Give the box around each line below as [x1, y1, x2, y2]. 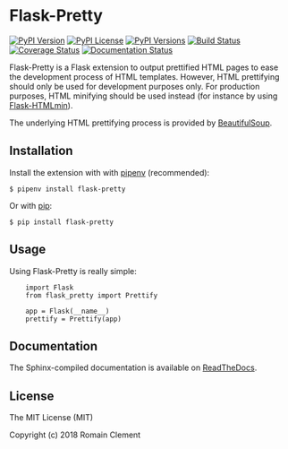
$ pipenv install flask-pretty [9, 185, 126, 194]
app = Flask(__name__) [25, 307, 110, 315]
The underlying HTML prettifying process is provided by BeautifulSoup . [9, 117, 273, 128]
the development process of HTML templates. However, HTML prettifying [9, 71, 280, 82]
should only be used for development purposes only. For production [9, 81, 260, 91]
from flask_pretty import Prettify [25, 290, 158, 300]
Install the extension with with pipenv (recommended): [9, 167, 210, 177]
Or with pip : [9, 200, 53, 211]
